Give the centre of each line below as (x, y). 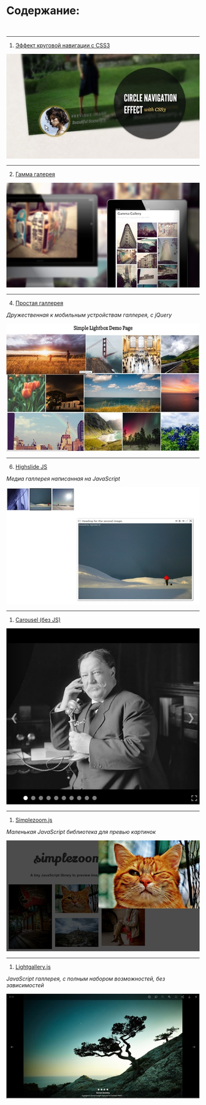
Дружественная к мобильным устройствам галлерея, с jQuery (89, 315)
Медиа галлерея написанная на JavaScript (63, 479)
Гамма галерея (35, 174)
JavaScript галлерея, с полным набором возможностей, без (86, 979)
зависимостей (25, 985)
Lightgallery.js (33, 967)
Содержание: (43, 11)
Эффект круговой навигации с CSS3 (63, 45)
